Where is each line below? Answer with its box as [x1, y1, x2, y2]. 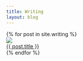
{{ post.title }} [6, 43, 40, 50]
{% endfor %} [6, 49, 40, 56]
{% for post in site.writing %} [6, 30, 77, 37]
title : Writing [6, 8, 44, 15]
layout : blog [6, 14, 39, 20]
